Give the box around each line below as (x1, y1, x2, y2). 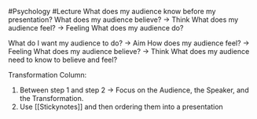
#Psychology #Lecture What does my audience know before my (8, 7, 216, 16)
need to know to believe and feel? (8, 55, 118, 64)
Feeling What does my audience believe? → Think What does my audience (8, 47, 250, 56)
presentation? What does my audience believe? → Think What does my (8, 15, 239, 24)
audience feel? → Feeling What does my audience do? (8, 23, 184, 32)
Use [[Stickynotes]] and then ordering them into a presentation (19, 102, 224, 111)
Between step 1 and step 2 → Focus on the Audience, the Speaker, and (19, 85, 249, 95)
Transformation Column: (8, 70, 87, 79)
